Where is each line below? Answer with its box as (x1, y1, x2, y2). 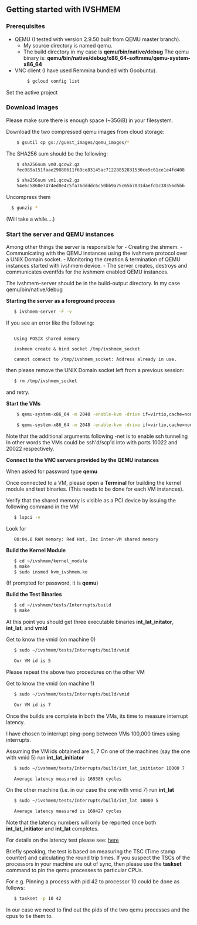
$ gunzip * (11, 205, 38, 211)
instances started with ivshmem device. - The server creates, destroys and (6, 262, 188, 269)
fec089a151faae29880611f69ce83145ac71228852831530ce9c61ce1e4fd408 (16, 167, 185, 173)
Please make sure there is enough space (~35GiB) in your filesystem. (6, 117, 174, 124)
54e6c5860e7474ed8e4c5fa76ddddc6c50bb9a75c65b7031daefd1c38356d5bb (16, 183, 185, 189)
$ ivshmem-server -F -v (13, 309, 72, 315)
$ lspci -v (13, 514, 41, 520)
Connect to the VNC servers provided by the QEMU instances (6, 456, 159, 463)
